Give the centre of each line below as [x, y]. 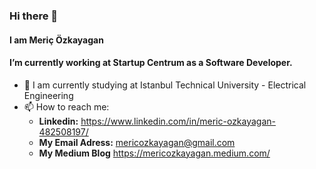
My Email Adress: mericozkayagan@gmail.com [137, 142]
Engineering [48, 95]
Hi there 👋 [34, 16]
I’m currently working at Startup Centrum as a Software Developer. [151, 63]
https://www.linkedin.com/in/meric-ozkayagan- [178, 121]
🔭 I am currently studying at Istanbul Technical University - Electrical [165, 85]
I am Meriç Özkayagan [56, 40]
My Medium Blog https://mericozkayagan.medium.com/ [154, 153]
